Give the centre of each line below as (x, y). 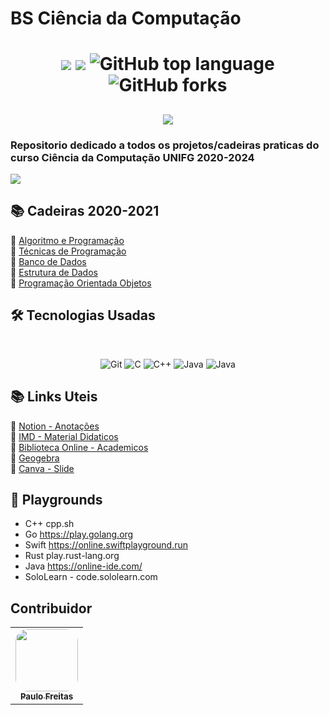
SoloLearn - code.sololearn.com (91, 577)
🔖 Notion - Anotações (55, 426)
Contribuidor (51, 608)
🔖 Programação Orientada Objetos (81, 283)
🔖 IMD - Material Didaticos (64, 436)
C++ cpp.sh (49, 524)
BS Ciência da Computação (126, 18)
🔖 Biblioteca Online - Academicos (79, 447)
